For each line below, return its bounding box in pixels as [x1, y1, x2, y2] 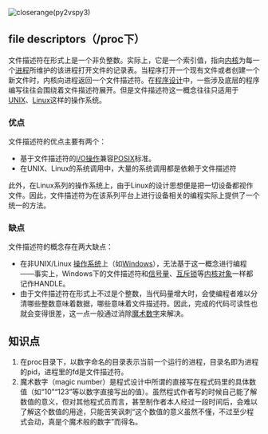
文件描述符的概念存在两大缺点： [8, 242, 113, 251]
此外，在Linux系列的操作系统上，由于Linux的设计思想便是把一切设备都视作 [8, 180, 254, 191]
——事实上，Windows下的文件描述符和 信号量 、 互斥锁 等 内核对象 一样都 [19, 269, 254, 278]
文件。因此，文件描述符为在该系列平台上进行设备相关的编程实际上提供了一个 [8, 191, 260, 200]
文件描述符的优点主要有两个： [8, 136, 106, 147]
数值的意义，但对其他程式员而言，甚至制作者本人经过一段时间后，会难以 [19, 397, 258, 407]
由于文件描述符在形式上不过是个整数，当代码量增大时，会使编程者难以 [19, 289, 251, 298]
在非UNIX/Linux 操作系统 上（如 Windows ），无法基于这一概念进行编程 [19, 259, 247, 269]
